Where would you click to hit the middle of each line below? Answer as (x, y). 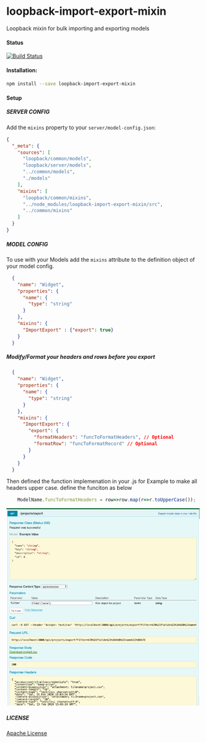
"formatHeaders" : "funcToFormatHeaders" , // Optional (104, 438)
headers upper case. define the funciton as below (69, 488)
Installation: (22, 70)
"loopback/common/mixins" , (57, 198)
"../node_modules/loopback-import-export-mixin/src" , (93, 204)
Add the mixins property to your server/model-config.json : (81, 127)
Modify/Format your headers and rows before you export (81, 357)
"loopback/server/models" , (57, 165)
